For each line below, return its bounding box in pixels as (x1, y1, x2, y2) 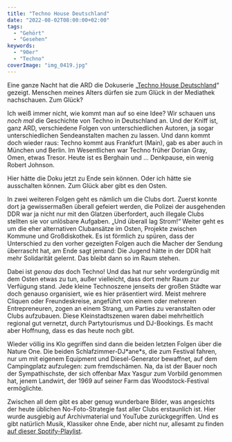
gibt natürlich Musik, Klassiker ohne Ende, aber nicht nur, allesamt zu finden (7, 419, 224, 427)
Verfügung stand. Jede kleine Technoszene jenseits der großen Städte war (7, 282, 222, 290)
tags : (7, 23, 23, 30)
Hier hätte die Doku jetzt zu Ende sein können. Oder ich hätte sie (7, 174, 192, 182)
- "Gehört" (13, 29, 45, 37)
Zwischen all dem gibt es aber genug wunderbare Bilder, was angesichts (7, 397, 215, 406)
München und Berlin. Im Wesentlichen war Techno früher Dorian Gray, (7, 146, 208, 154)
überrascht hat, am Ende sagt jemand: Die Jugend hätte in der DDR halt (7, 246, 211, 255)
